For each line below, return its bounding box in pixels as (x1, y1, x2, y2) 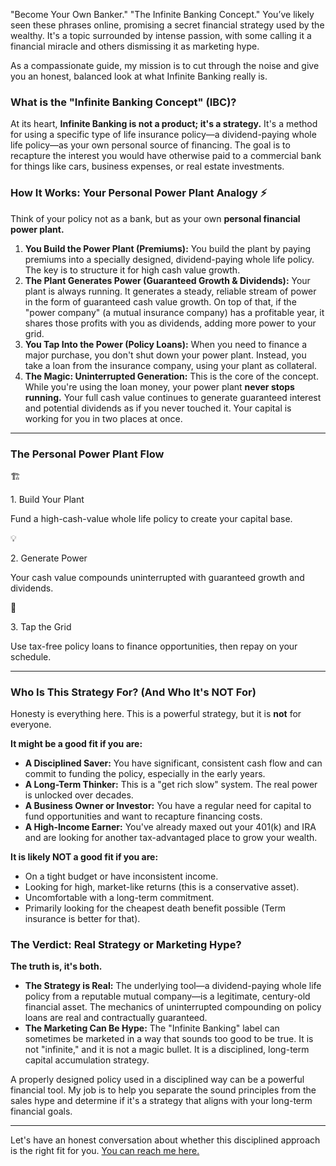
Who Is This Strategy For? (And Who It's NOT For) (10, 685, 257, 699)
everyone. (10, 719, 52, 731)
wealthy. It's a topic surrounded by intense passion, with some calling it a (10, 30, 312, 41)
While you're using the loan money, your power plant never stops (24, 380, 295, 393)
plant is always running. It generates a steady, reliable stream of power (24, 285, 317, 297)
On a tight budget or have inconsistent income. (24, 870, 219, 883)
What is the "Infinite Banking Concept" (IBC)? (10, 95, 237, 109)
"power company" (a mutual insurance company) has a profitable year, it (24, 306, 325, 318)
